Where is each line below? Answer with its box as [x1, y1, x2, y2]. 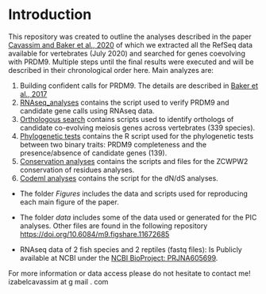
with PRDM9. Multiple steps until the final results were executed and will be [8, 57, 254, 67]
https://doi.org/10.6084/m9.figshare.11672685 [19, 229, 170, 239]
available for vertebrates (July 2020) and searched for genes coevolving [8, 48, 246, 58]
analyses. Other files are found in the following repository [19, 220, 208, 231]
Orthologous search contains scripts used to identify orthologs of [19, 114, 234, 124]
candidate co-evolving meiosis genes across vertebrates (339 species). [19, 123, 256, 132]
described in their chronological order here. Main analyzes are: [8, 65, 214, 74]
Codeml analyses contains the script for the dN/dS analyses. [19, 173, 218, 183]
